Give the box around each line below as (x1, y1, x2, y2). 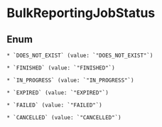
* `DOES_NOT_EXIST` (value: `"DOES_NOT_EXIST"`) (6, 52, 153, 59)
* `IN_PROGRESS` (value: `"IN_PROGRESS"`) (6, 77, 134, 84)
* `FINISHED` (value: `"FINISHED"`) (6, 65, 115, 72)
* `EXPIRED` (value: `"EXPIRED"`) (6, 89, 109, 96)
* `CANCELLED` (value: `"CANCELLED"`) (6, 114, 121, 121)
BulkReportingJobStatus (6, 5, 156, 21)
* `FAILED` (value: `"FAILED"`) (6, 101, 102, 109)
